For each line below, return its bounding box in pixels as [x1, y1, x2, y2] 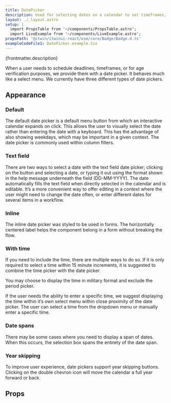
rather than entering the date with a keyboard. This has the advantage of [5, 129, 159, 135]
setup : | [5, 22, 24, 27]
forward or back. [5, 374, 41, 380]
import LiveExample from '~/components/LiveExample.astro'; [10, 31, 141, 36]
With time [5, 245, 30, 252]
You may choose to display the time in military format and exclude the [5, 278, 153, 284]
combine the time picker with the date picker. [5, 267, 101, 274]
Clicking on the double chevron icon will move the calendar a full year [5, 369, 153, 375]
